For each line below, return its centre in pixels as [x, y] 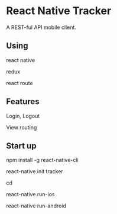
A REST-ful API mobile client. [41, 27]
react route [20, 83]
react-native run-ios [30, 194]
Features [23, 102]
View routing [22, 127]
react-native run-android [36, 206]
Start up [21, 146]
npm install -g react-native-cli [42, 160]
